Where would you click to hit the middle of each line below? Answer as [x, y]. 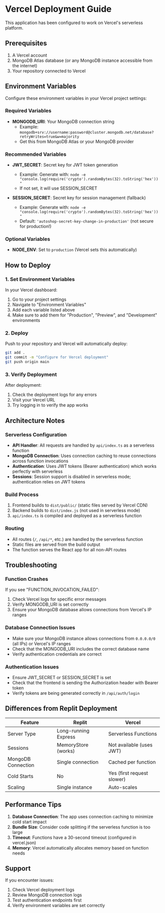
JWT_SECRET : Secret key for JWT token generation [65, 165]
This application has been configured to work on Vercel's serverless [74, 23]
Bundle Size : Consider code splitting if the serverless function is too [81, 827]
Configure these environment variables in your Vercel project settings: [76, 98]
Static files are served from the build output [56, 544]
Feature [30, 722]
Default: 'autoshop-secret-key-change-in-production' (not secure [86, 221]
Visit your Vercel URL [34, 400]
